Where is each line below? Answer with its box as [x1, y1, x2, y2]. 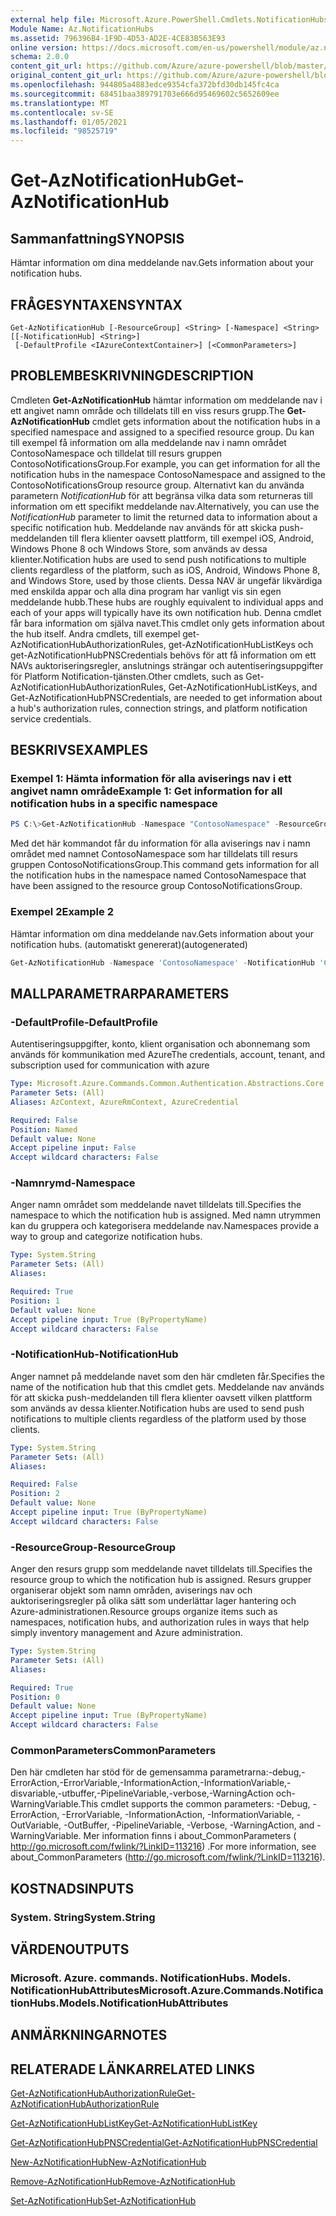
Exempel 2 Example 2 [10, 905, 114, 919]
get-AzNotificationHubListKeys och [168, 638, 314, 650]
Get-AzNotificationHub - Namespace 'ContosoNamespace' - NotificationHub [10, 957, 315, 968]
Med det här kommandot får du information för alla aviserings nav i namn [10, 837, 311, 850]
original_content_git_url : [10, 71, 123, 81]
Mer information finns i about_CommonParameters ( [83, 1830, 297, 1842]
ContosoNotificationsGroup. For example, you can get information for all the [10, 457, 321, 470]
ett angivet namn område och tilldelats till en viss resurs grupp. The [10, 404, 285, 416]
